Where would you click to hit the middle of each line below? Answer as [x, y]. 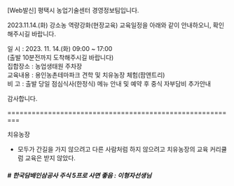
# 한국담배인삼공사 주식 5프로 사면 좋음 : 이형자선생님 [80, 175]
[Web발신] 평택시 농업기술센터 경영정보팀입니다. [73, 10]
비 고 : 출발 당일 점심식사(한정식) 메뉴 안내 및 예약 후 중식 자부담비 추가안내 [109, 84]
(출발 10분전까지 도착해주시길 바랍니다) [61, 57]
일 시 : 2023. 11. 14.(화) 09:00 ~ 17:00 [60, 49]
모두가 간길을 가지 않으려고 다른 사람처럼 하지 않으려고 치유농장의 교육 [113, 149]
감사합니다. [22, 99]
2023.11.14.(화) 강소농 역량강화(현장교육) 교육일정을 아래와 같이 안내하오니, [109, 25]
